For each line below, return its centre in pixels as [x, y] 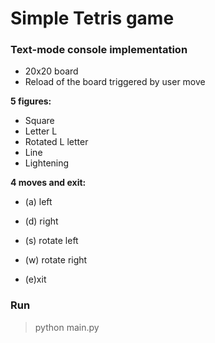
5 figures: [31, 101]
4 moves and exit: [48, 183]
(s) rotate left [51, 241]
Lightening [47, 163]
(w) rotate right [56, 260]
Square [39, 121]
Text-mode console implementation [99, 50]
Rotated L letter [56, 142]
